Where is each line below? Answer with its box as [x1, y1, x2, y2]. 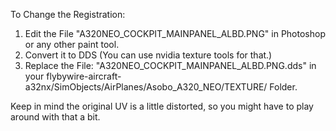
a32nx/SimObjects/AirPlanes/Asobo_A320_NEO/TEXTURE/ [24, 81, 268, 93]
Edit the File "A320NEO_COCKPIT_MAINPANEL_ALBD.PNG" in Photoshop [24, 28, 326, 39]
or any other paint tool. [24, 39, 120, 50]
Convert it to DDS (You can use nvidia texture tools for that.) [24, 49, 273, 61]
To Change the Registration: [10, 9, 126, 20]
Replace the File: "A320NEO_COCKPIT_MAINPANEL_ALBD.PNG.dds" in [24, 60, 317, 71]
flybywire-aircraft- [46, 70, 122, 82]
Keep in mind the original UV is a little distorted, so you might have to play [10, 100, 314, 112]
